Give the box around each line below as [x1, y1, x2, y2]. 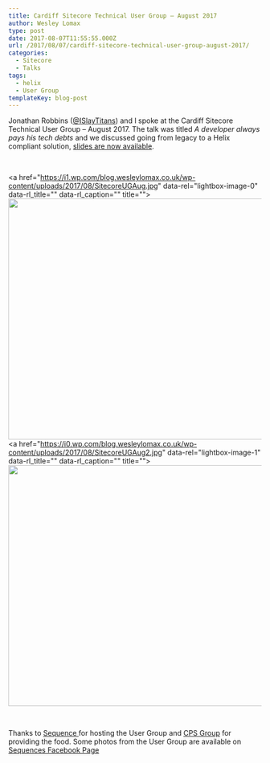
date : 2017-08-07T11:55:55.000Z [8, 34, 117, 43]
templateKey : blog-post [8, 94, 88, 102]
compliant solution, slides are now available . [8, 141, 154, 151]
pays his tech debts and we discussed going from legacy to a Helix [8, 133, 231, 143]
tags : [8, 71, 27, 80]
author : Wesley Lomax [8, 19, 81, 27]
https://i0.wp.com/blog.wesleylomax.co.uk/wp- [39, 439, 198, 449]
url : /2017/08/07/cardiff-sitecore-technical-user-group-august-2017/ [8, 42, 250, 50]
